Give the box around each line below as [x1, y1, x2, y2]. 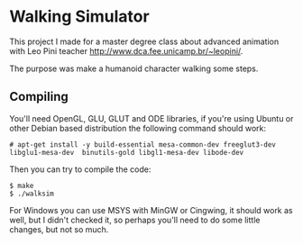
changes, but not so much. [9, 223, 109, 235]
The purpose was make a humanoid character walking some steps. [9, 63, 259, 74]
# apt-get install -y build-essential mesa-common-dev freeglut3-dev [9, 140, 277, 149]
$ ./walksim [9, 189, 54, 198]
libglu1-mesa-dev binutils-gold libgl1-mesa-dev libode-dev [9, 148, 244, 157]
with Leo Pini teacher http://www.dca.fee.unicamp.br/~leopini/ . [9, 45, 243, 56]
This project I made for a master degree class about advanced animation [9, 36, 280, 47]
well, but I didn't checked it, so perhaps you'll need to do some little [9, 214, 261, 225]
